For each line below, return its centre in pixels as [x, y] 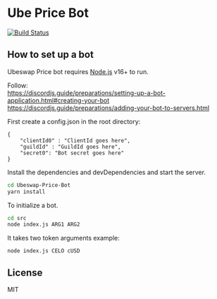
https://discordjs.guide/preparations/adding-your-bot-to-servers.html [108, 108]
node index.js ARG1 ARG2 [44, 225]
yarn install [26, 192]
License [25, 273]
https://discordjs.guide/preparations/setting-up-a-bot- [86, 92]
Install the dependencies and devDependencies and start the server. [107, 172]
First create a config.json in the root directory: [74, 121]
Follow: [18, 85]
